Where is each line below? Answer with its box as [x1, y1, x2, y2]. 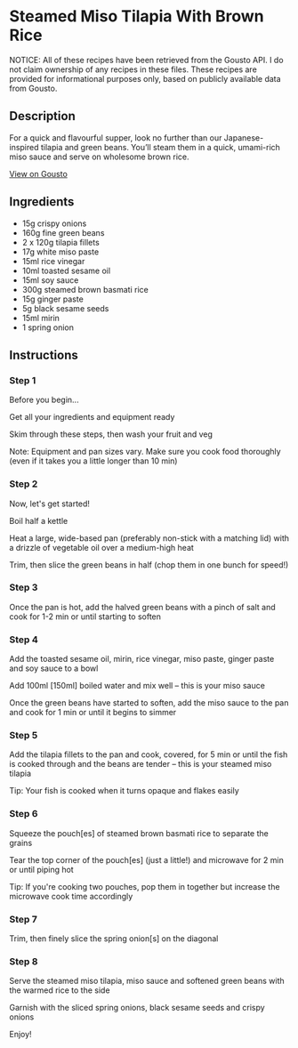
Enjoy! [9, 1029, 33, 1040]
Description [9, 109, 76, 124]
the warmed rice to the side [9, 985, 110, 996]
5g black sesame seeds [21, 302, 109, 313]
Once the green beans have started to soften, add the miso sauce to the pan [9, 697, 289, 708]
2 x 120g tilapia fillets [21, 237, 100, 247]
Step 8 [9, 955, 38, 967]
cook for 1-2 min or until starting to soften [9, 611, 162, 622]
